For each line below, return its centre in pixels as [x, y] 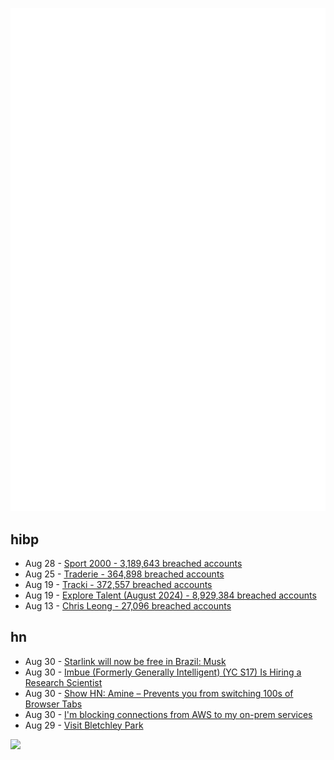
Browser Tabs [53, 704]
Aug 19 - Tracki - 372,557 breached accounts [118, 584]
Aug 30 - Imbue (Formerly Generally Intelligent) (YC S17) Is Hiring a [163, 672]
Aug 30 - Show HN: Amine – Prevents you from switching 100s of [159, 693]
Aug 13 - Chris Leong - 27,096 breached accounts [128, 605]
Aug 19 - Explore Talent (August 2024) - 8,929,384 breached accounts [170, 595]
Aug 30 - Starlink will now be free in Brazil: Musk [125, 661]
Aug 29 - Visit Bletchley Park [84, 725]
